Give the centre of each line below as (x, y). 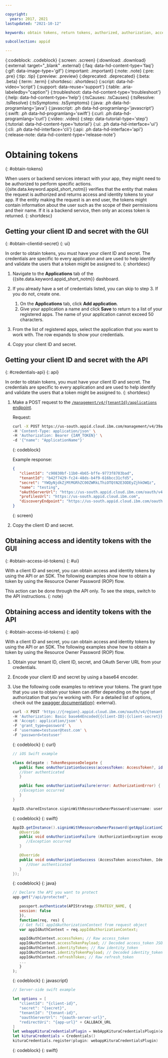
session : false (35, 911)
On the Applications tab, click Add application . (69, 303)
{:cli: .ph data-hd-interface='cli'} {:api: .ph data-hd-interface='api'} (74, 129)
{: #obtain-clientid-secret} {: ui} (38, 243)
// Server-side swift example (44, 990)
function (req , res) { (42, 920)
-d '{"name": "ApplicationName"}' (48, 440)
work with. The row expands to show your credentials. (68, 334)
